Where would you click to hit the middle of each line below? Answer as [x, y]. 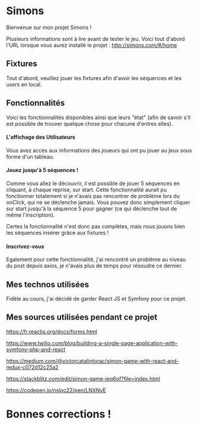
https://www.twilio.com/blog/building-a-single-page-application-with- [92, 343]
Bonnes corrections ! [59, 414]
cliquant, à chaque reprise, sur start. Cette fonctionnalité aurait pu [87, 189]
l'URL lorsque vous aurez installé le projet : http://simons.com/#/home [92, 45]
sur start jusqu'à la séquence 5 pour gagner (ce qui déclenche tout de [92, 208]
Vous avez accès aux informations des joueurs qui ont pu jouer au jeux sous [99, 150]
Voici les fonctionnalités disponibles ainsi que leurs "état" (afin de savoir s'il [98, 117]
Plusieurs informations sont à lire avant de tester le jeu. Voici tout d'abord [95, 39]
